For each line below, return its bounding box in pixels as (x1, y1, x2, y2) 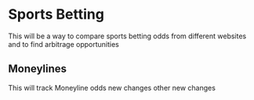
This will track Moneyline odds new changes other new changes (8, 83, 216, 92)
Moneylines (8, 62, 67, 76)
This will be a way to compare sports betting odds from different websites (8, 31, 247, 41)
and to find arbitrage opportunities (8, 39, 119, 48)
